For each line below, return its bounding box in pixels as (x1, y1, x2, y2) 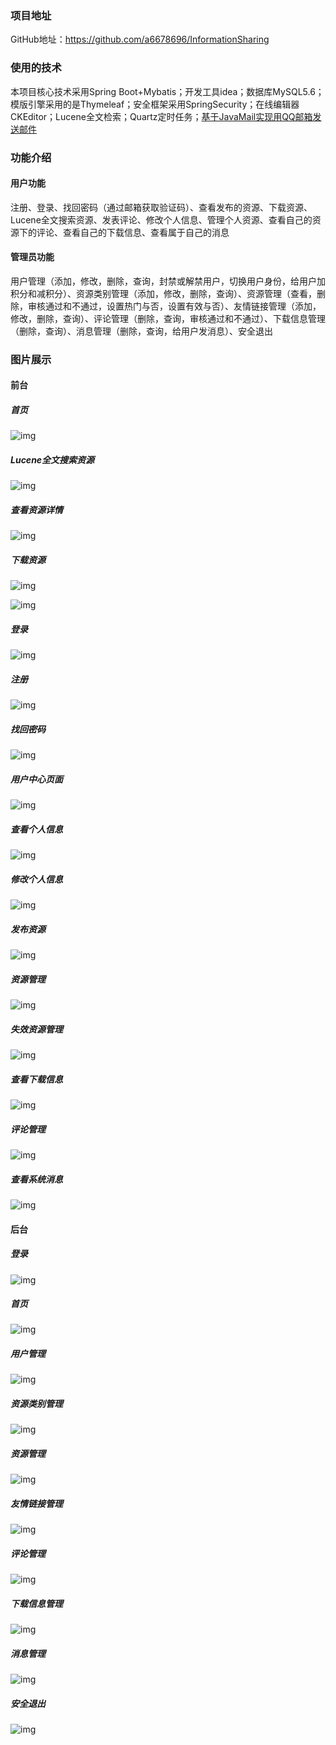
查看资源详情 (10, 503, 63, 516)
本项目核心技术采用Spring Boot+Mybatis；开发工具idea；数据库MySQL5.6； (10, 85, 325, 97)
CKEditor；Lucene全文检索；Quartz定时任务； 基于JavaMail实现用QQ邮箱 (10, 110, 313, 122)
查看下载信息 (10, 1073, 63, 1085)
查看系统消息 (10, 1173, 63, 1185)
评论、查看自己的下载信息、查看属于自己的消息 (36, 226, 230, 238)
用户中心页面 (10, 773, 63, 785)
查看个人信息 (10, 823, 63, 835)
